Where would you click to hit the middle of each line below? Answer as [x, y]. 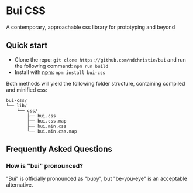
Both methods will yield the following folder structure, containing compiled [96, 83]
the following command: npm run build [61, 66]
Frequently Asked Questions [59, 149]
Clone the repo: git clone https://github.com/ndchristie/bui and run [100, 59]
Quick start [27, 45]
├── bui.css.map [47, 121]
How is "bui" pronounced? [45, 166]
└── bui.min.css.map [52, 131]
